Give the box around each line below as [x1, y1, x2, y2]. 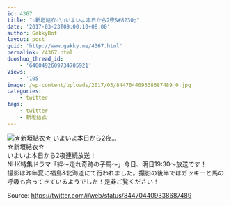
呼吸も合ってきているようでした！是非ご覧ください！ [7, 177, 159, 185]
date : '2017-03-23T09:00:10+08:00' [7, 23, 111, 30]
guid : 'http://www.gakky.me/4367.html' [7, 42, 123, 49]
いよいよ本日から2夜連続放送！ [7, 151, 96, 159]
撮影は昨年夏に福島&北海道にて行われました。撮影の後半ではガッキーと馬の [7, 168, 225, 177]
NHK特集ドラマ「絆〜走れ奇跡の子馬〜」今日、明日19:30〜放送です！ [7, 159, 207, 168]
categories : [7, 88, 42, 95]
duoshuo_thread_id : [7, 56, 64, 63]
